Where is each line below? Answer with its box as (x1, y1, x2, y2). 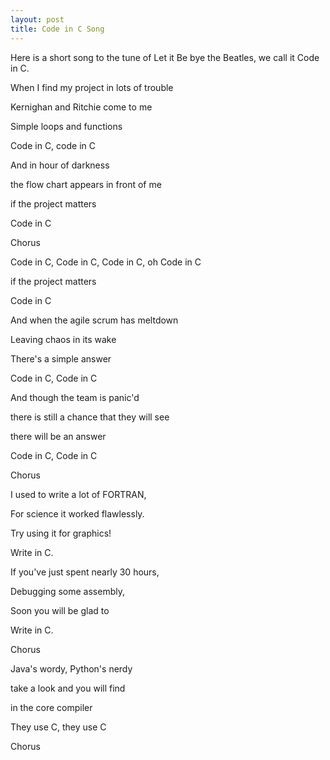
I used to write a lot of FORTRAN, (10, 488, 147, 500)
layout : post (10, 14, 65, 25)
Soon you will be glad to (10, 604, 110, 616)
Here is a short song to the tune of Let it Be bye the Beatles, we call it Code (10, 51, 320, 63)
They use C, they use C (10, 721, 107, 733)
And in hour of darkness (10, 159, 110, 171)
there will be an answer (10, 430, 107, 442)
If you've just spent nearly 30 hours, (10, 566, 160, 578)
